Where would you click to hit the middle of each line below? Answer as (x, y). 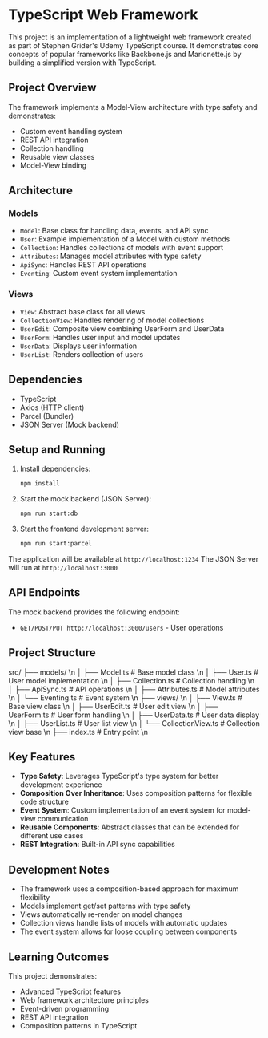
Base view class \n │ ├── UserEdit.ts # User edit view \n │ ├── (113, 706)
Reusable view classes (57, 156)
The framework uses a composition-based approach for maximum (129, 889)
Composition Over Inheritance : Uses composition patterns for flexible (136, 793)
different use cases (52, 836)
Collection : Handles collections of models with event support (122, 248)
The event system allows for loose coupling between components (128, 931)
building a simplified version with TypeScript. (82, 63)
